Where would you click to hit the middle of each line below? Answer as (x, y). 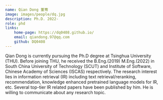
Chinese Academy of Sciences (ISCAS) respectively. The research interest (81, 71)
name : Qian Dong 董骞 (27, 10)
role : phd (15, 23)
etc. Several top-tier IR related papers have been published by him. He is (79, 87)
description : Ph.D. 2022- (32, 19)
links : (12, 28)
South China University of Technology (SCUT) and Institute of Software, (79, 66)
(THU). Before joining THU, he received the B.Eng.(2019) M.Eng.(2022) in (80, 61)
